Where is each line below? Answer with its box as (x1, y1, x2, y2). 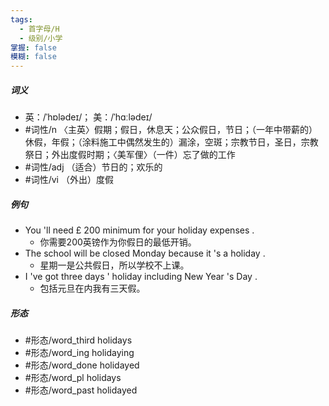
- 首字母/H (19, 24, 60, 34)
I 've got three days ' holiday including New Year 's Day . (24, 271, 258, 283)
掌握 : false (10, 42, 57, 53)
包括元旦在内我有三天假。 (39, 282, 146, 295)
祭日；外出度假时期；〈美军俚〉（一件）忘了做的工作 (24, 149, 236, 161)
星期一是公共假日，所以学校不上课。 (39, 259, 190, 271)
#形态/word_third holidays (24, 334, 133, 346)
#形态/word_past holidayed (24, 384, 138, 396)
